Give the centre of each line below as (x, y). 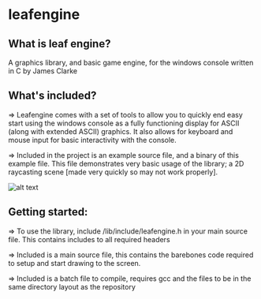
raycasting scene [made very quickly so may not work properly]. (113, 172)
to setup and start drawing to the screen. (75, 263)
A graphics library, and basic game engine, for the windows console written (131, 62)
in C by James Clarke (43, 71)
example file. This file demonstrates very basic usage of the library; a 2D (126, 163)
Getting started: (48, 212)
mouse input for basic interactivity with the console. (93, 140)
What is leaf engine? (60, 44)
